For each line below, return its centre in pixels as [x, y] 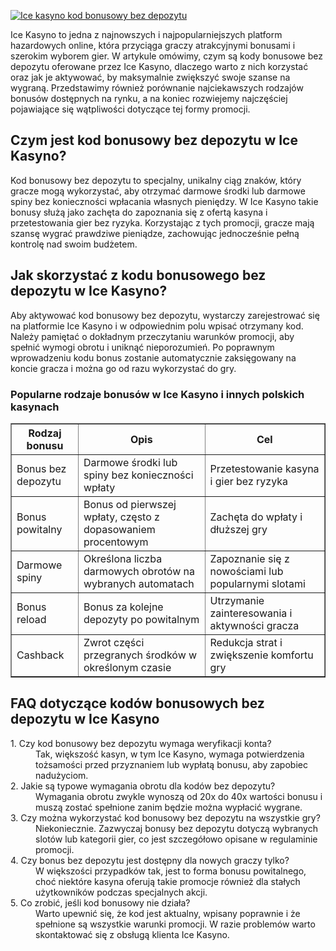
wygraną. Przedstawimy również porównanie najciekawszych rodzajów [157, 88]
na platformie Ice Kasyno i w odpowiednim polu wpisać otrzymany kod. [157, 326]
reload [31, 619]
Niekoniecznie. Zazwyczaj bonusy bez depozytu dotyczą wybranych [176, 828]
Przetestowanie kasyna [264, 468]
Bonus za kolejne [123, 607]
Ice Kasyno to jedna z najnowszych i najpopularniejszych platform [146, 34]
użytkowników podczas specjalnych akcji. [121, 892]
